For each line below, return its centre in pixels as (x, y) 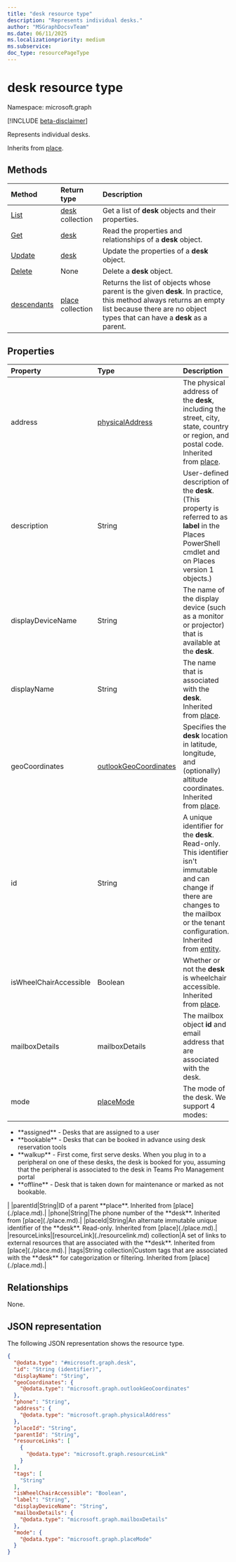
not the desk (203, 969)
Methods (27, 170)
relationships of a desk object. (152, 239)
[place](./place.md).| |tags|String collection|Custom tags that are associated (118, 1250)
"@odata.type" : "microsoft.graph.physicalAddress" (96, 1415)
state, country (205, 427)
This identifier (205, 853)
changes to (201, 905)
